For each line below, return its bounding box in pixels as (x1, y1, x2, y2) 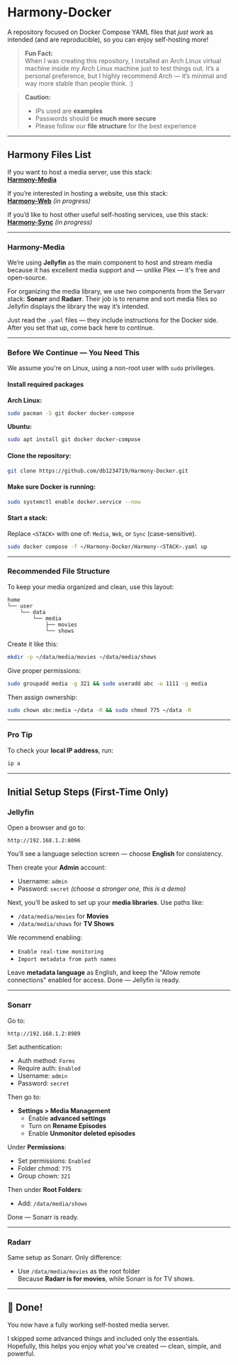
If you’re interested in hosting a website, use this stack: (7, 189, 169, 197)
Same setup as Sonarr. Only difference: (7, 1253, 123, 1261)
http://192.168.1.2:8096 (7, 837, 81, 845)
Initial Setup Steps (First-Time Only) (7, 786, 169, 798)
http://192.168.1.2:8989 (7, 1030, 81, 1037)
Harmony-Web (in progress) (7, 196, 91, 205)
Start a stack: (7, 513, 48, 522)
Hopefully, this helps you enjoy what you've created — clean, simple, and (7, 1342, 222, 1350)
